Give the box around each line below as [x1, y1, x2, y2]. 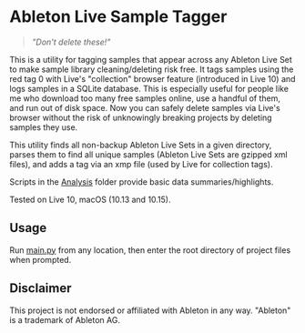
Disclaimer [9, 280, 72, 297]
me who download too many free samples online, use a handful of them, [9, 93, 280, 104]
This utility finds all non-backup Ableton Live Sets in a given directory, [9, 139, 272, 150]
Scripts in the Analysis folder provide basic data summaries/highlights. [9, 176, 274, 187]
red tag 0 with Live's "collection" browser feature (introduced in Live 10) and [9, 73, 296, 84]
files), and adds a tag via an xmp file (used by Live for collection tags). [9, 158, 273, 169]
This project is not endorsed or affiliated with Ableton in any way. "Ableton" [9, 305, 291, 316]
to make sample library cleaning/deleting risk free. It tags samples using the [9, 64, 294, 75]
